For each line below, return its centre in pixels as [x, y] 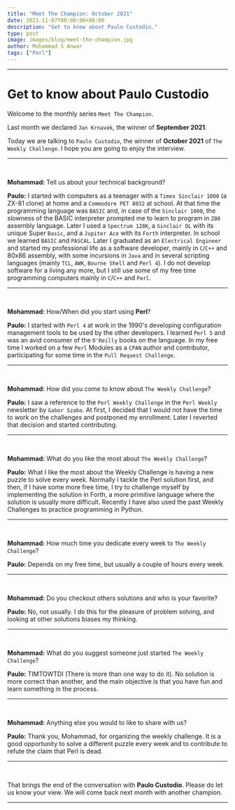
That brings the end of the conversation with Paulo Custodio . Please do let [115, 785]
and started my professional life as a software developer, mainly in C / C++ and [117, 248]
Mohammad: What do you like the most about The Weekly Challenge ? [107, 458]
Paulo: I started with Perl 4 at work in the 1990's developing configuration [114, 325]
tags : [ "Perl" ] [29, 53]
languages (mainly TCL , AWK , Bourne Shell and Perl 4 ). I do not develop [109, 263]
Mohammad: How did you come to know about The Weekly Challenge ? [109, 389]
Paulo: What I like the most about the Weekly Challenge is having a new [111, 472]
